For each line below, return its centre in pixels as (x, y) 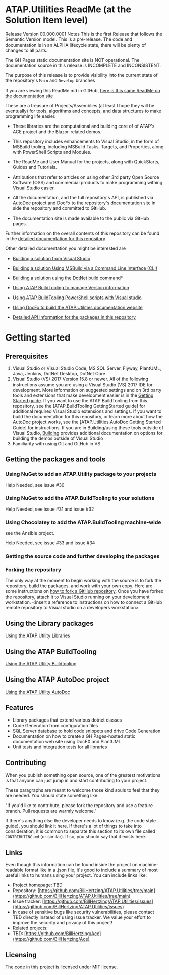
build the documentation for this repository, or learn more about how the (88, 416)
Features (19, 708)
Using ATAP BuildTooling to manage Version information (71, 287)
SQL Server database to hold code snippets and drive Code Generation (87, 731)
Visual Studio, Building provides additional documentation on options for (88, 433)
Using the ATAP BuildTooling (51, 651)
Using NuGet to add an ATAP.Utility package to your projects (81, 474)
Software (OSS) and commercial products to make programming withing (88, 182)
